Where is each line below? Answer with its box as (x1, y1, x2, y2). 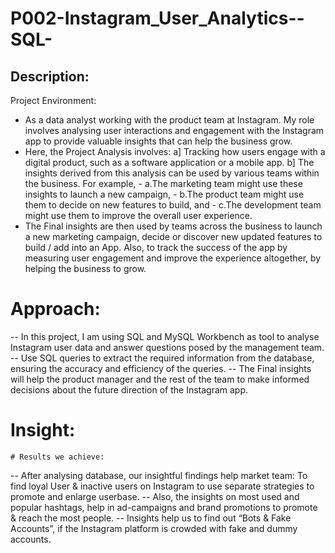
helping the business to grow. (24, 263, 147, 274)
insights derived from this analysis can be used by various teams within (24, 167, 320, 179)
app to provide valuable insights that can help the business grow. (24, 135, 293, 147)
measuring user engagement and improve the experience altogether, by (24, 252, 322, 264)
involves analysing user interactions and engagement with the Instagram (24, 125, 325, 136)
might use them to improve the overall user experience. (24, 210, 253, 221)
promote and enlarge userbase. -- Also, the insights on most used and (10, 490, 300, 502)
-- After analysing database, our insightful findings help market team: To (10, 469, 308, 481)
